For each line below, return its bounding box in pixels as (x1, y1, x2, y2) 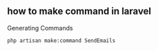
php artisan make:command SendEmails (7, 37, 116, 44)
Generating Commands (7, 23, 74, 32)
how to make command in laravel (7, 6, 152, 17)
